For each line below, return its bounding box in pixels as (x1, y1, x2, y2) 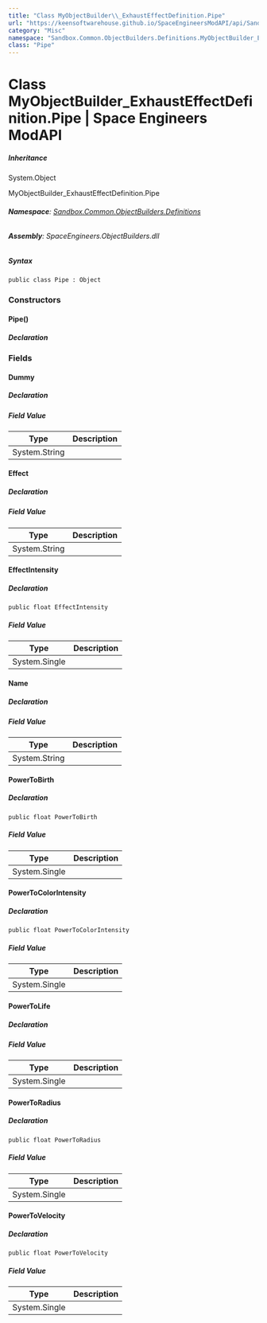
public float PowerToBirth (8, 813, 98, 821)
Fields (8, 352, 33, 363)
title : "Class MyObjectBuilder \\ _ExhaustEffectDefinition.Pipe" (8, 11, 226, 20)
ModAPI (8, 127, 62, 144)
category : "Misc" (8, 26, 66, 34)
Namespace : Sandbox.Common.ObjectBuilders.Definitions (8, 206, 201, 216)
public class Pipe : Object (8, 276, 102, 284)
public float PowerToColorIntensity (8, 927, 130, 935)
